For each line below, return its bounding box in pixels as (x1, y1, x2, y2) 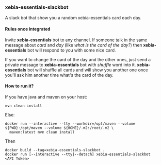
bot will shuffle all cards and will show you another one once (27, 67, 148, 73)
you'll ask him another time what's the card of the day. (5, 72, 114, 78)
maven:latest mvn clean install (9, 130, 75, 134)
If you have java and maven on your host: (5, 94, 87, 99)
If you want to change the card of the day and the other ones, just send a (5, 56, 151, 62)
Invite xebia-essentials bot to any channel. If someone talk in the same (5, 37, 147, 43)
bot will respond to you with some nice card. (27, 47, 116, 53)
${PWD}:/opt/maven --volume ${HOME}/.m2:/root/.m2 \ (5, 125, 114, 130)
